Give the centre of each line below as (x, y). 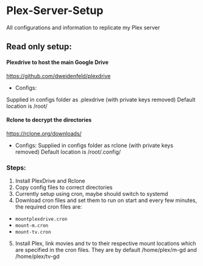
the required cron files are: (48, 207)
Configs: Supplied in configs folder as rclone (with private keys (94, 145)
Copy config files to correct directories (64, 187)
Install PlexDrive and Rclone (50, 181)
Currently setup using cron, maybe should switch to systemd (92, 194)
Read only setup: (39, 47)
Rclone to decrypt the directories (49, 120)
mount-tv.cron (33, 232)
